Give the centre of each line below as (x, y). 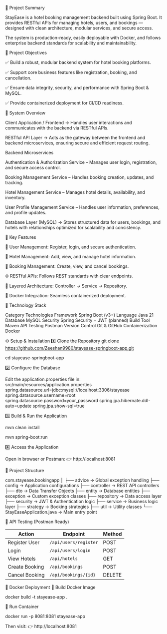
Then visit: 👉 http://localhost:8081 (41, 626)
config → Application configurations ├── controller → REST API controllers (82, 485)
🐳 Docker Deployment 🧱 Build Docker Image (50, 587)
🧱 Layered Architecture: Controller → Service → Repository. (66, 286)
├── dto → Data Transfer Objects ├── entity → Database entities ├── (78, 491)
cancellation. (18, 78)
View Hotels (22, 559)
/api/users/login (70, 550)
